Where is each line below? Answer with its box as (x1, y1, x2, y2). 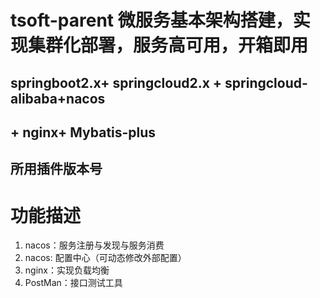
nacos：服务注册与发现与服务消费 (24, 239, 165, 251)
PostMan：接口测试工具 (24, 277, 123, 289)
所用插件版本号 (10, 161, 103, 178)
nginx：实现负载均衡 (24, 264, 110, 276)
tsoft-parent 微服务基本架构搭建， (10, 9, 293, 32)
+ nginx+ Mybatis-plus (10, 124, 157, 141)
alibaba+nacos (10, 90, 106, 107)
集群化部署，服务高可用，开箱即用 (28, 34, 309, 57)
